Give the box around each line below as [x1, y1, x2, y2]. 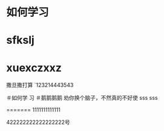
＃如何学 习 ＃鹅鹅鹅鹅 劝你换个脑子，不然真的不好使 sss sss [6, 94, 159, 102]
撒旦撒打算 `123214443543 [6, 82, 74, 89]
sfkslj [6, 34, 34, 47]
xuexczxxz [6, 61, 62, 75]
